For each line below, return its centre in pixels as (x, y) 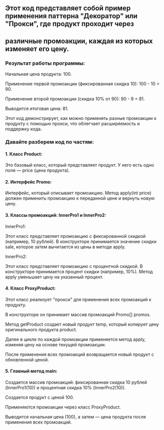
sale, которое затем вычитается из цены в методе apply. (65, 247)
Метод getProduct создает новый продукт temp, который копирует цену (82, 324)
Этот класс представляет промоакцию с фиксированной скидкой (75, 236)
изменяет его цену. (37, 49)
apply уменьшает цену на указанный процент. (54, 277)
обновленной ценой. (27, 360)
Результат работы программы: (45, 63)
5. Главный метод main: (31, 371)
